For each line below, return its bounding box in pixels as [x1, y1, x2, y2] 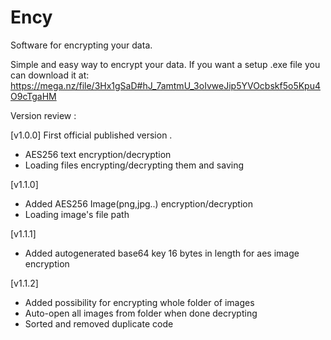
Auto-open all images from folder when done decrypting [24, 307, 258, 319]
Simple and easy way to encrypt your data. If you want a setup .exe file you [10, 58, 321, 70]
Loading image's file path [24, 208, 130, 220]
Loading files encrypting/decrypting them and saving [24, 159, 245, 171]
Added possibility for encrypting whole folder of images [24, 296, 255, 308]
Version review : [10, 109, 77, 121]
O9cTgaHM [10, 90, 57, 102]
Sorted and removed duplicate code [24, 317, 174, 330]
